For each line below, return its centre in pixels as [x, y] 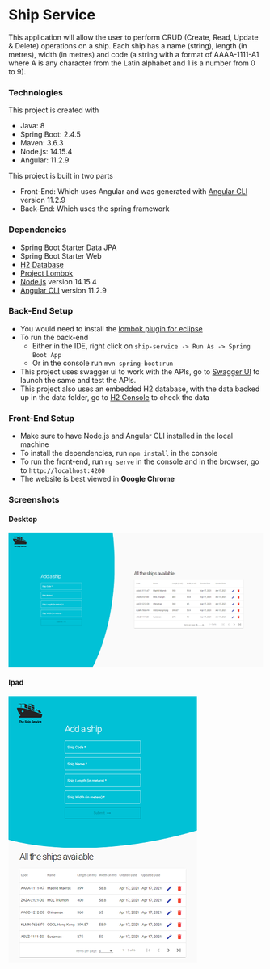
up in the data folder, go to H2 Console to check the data [115, 397]
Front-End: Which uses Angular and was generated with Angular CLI [134, 192]
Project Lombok [46, 273]
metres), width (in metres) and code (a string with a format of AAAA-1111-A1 [134, 54]
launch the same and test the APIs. [78, 380]
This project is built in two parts [61, 176]
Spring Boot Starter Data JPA [68, 247]
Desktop [23, 519]
